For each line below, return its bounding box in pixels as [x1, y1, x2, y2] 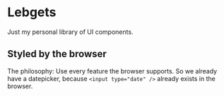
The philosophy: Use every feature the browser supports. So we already [7, 66, 218, 75]
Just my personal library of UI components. [7, 28, 134, 36]
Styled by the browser [7, 48, 107, 60]
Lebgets [7, 4, 57, 20]
